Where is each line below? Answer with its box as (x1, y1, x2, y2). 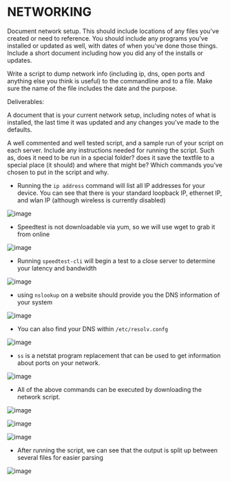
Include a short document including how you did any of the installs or (7, 49, 203, 57)
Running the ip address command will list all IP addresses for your (17, 181, 205, 189)
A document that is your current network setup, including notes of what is (7, 111, 217, 119)
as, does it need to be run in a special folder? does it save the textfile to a (7, 153, 215, 162)
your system (17, 297, 53, 306)
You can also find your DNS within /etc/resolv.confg (17, 324, 169, 333)
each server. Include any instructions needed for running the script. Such (7, 146, 215, 154)
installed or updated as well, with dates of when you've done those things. (7, 41, 218, 50)
